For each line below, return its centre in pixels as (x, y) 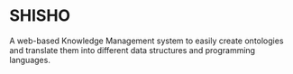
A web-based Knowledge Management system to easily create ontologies (146, 41)
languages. (30, 60)
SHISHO (40, 16)
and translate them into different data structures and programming (132, 50)
